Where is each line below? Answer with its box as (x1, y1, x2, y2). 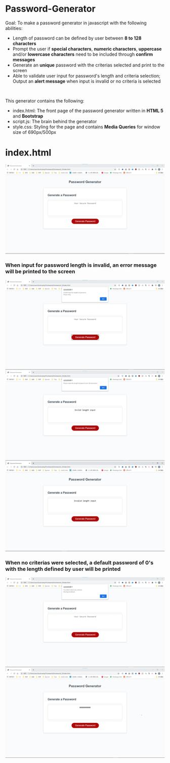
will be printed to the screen (5, 268, 75, 275)
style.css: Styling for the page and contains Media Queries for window (12, 124, 160, 130)
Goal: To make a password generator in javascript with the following (5, 20, 147, 26)
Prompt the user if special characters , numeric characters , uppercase (12, 46, 162, 52)
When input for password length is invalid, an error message (5, 262, 157, 269)
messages (12, 56, 35, 62)
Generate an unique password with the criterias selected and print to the (12, 62, 164, 68)
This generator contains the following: (5, 97, 84, 104)
